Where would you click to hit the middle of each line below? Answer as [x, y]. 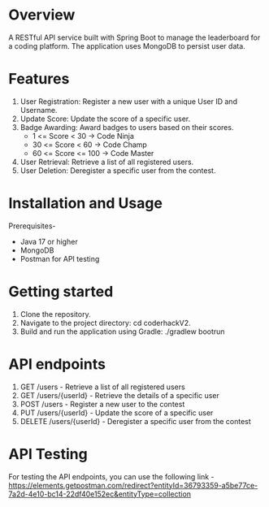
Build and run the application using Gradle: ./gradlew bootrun [122, 331]
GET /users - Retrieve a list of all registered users [102, 387]
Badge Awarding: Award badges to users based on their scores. [127, 127]
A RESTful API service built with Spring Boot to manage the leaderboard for [134, 37]
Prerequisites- [32, 226]
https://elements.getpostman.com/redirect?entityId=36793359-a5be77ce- [133, 485]
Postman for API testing [60, 258]
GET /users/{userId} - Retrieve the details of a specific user [119, 395]
